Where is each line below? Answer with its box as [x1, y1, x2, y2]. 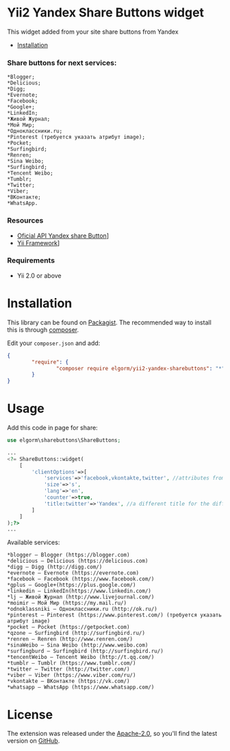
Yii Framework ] [16, 238, 60, 247]
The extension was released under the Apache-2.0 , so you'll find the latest [7, 730, 218, 738]
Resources [7, 216, 44, 225]
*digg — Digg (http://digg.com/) [7, 563, 103, 571]
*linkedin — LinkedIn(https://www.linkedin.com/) [7, 587, 152, 595]
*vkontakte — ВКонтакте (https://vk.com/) [7, 678, 130, 685]
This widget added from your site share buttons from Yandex [7, 27, 179, 36]
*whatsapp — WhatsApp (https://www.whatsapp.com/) [7, 684, 155, 691]
